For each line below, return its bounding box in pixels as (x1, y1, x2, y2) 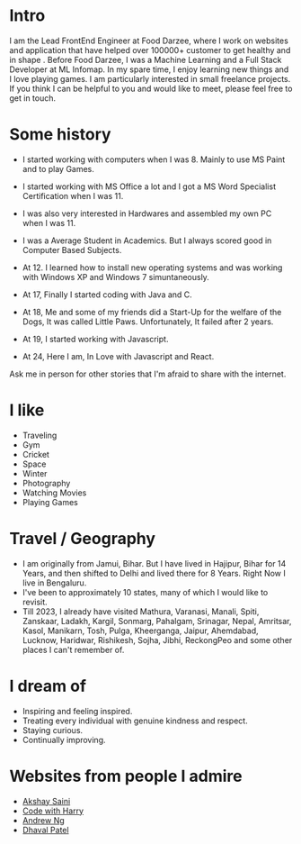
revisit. (22, 596, 48, 607)
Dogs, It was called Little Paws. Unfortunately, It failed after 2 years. (22, 316, 274, 327)
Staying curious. (22, 724, 84, 735)
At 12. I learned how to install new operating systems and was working (22, 262, 283, 273)
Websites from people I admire (9, 766, 243, 786)
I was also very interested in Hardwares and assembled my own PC (22, 208, 272, 219)
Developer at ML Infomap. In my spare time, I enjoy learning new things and (9, 64, 289, 75)
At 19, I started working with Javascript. (22, 333, 169, 344)
